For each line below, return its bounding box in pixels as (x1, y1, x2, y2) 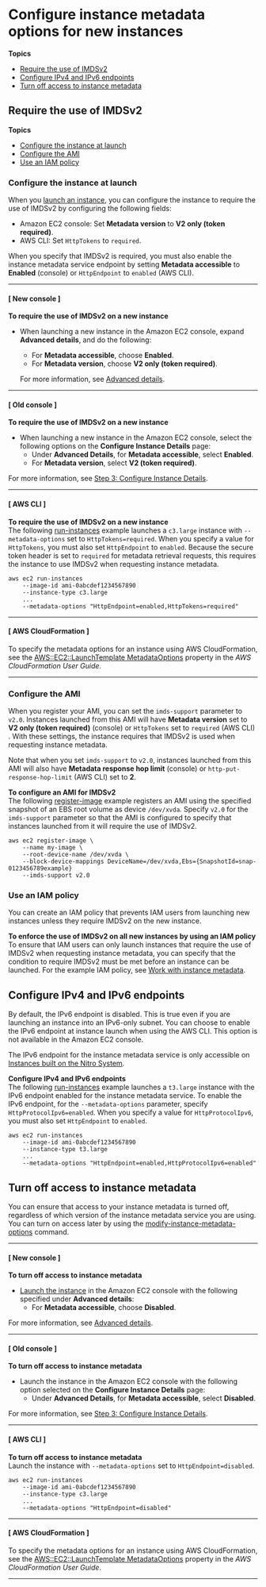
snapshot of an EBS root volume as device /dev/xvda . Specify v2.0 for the (8, 804, 249, 815)
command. (34, 1227, 70, 1237)
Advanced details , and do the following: (19, 335, 152, 345)
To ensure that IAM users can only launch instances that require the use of (8, 940, 252, 950)
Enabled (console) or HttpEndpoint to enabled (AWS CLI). (8, 268, 194, 278)
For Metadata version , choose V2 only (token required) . (31, 359, 218, 368)
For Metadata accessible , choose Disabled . (31, 1303, 177, 1312)
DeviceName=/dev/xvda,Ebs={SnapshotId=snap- (107, 857, 257, 866)
